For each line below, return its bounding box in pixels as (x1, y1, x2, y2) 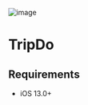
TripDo (8, 36, 54, 54)
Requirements (8, 67, 80, 81)
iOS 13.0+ (19, 89, 52, 98)
